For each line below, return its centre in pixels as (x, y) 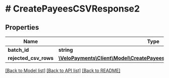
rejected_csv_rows (31, 58)
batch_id (18, 50)
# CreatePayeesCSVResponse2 (72, 9)
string (66, 50)
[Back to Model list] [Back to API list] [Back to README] (63, 70)
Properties (22, 27)
